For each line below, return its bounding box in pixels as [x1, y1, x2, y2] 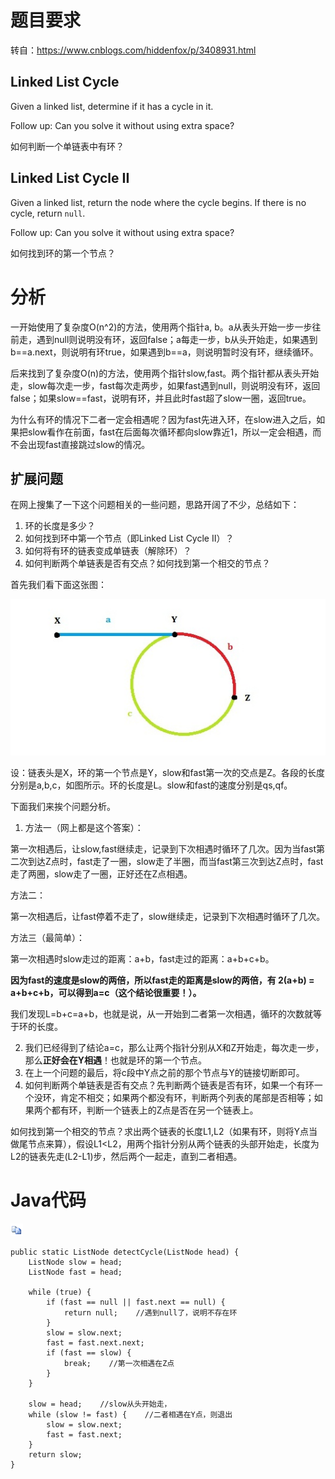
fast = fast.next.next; [46, 1337, 145, 1348]
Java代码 [10, 1189, 87, 1212]
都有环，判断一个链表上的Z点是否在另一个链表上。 [51, 1104, 259, 1116]
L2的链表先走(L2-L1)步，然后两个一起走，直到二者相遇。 [10, 1150, 243, 1162]
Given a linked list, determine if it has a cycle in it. [10, 100, 214, 112]
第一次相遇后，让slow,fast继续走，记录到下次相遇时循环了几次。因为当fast [10, 842, 317, 855]
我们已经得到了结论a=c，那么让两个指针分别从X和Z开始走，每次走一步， [24, 1041, 325, 1053]
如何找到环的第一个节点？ [10, 247, 116, 259]
